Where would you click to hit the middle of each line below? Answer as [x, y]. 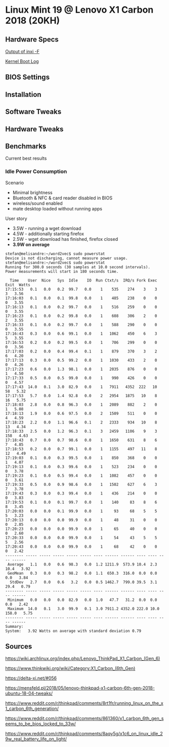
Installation [23, 95]
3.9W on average [31, 244]
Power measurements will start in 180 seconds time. [62, 271]
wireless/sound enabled [38, 203]
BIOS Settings [27, 77]
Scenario [15, 183]
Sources [19, 646]
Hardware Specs [32, 39]
